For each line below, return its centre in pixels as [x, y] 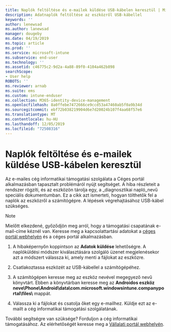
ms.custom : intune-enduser [34, 96]
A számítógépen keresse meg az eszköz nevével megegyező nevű [82, 277]
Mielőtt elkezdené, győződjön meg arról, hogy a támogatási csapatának [80, 226]
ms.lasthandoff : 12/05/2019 [35, 124]
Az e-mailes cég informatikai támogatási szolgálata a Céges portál [75, 179]
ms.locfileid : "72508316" [33, 129]
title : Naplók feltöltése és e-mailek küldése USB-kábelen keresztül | [83, 10]
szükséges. [17, 206]
